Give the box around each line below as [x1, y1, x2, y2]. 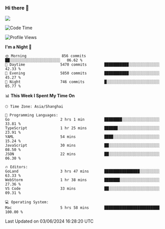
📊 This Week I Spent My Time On [5, 93, 75, 99]
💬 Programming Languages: [5, 113, 58, 118]
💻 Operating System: [5, 200, 49, 205]
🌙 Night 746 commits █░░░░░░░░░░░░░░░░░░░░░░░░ [5, 79, 160, 84]
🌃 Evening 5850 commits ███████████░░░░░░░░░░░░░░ [5, 71, 160, 76]
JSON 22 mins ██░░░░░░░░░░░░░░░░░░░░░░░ [5, 152, 160, 157]
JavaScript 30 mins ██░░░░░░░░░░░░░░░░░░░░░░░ [5, 143, 160, 148]
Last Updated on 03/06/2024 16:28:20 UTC [5, 218, 94, 224]
